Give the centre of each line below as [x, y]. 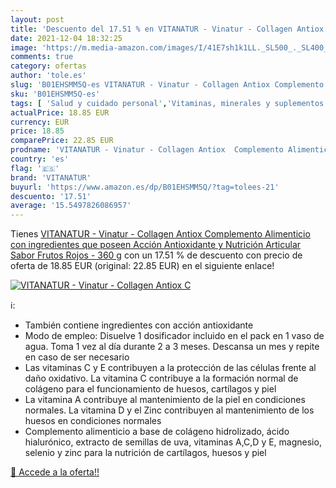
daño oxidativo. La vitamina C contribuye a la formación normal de [161, 378]
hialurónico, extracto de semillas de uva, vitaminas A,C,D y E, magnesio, [173, 442]
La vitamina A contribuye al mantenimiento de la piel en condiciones [165, 400]
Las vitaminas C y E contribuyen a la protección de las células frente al [170, 368]
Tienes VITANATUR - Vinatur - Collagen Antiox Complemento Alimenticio [160, 234]
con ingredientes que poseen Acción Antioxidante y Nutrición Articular [156, 245]
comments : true [42, 57]
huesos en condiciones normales [93, 421]
